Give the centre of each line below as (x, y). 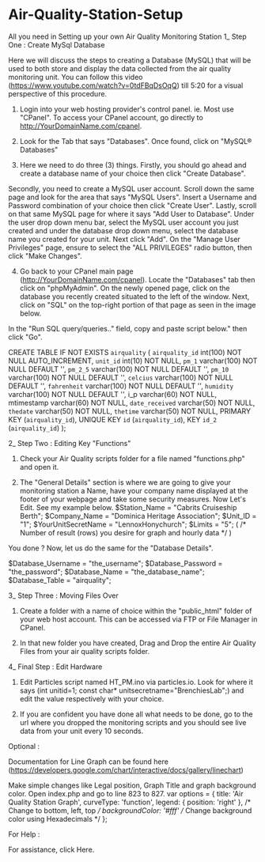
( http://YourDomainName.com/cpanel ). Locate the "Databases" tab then (137, 279)
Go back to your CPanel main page (76, 271)
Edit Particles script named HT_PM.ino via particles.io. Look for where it (136, 682)
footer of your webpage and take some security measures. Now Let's (133, 499)
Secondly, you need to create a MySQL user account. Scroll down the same (131, 188)
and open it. (39, 467)
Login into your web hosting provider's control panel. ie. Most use (127, 109)
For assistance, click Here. (51, 849)
